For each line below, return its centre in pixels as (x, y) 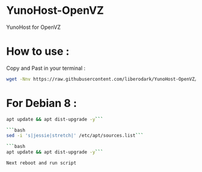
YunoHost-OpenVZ (55, 11)
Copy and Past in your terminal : (46, 68)
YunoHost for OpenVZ (34, 27)
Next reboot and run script (41, 163)
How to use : (38, 51)
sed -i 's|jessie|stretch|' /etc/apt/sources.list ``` (75, 136)
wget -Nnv (19, 79)
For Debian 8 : (41, 103)
